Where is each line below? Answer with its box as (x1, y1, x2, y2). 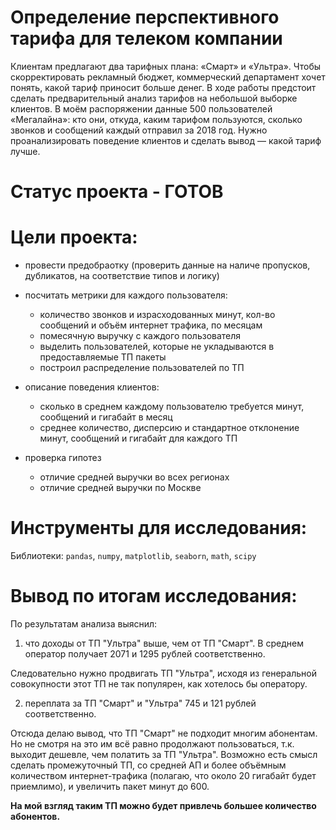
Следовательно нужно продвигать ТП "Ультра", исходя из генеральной (10, 667, 317, 679)
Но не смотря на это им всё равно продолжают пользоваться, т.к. (10, 737, 295, 750)
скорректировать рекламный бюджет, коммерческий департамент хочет (10, 71, 326, 83)
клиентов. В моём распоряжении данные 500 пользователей (10, 102, 273, 115)
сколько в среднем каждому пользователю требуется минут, (39, 401, 305, 413)
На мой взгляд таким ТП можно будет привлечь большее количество (10, 799, 317, 811)
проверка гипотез (24, 452, 102, 464)
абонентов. (10, 810, 61, 822)
